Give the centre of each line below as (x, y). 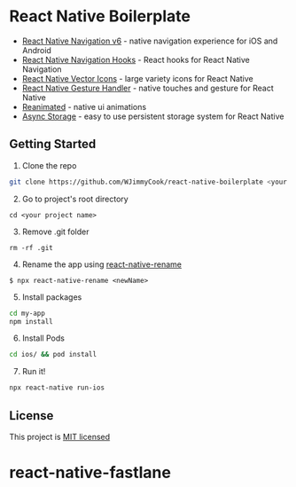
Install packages (52, 297)
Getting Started (53, 144)
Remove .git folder (55, 232)
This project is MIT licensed (60, 436)
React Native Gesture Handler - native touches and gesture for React (148, 88)
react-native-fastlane (90, 473)
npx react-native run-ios (57, 388)
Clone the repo (49, 165)
